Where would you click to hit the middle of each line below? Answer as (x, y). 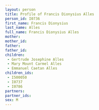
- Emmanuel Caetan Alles (32, 69)
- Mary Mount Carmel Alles (34, 64)
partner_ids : (18, 95)
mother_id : (16, 41)
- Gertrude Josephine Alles (35, 59)
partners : (15, 91)
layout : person (20, 9)
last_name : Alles (23, 28)
